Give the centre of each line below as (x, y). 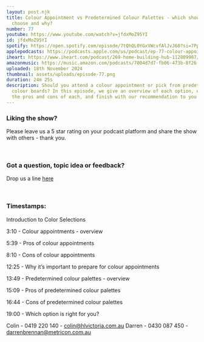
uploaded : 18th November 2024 (45, 68)
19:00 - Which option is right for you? (53, 313)
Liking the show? (32, 118)
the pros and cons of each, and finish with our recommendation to (99, 97)
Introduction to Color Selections (46, 219)
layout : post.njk (28, 12)
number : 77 (20, 29)
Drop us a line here (30, 179)
